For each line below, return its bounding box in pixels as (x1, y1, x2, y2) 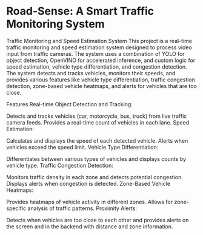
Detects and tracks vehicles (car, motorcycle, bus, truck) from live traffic (6, 112, 187, 120)
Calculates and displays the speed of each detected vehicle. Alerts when (6, 137, 188, 144)
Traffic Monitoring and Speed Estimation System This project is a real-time (6, 37, 193, 44)
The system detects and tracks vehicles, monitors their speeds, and (6, 69, 176, 77)
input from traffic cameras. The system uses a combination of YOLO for (6, 50, 185, 57)
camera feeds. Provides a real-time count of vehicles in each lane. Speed (6, 118, 190, 126)
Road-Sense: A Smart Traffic (6, 4, 155, 18)
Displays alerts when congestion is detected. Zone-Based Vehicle (6, 180, 171, 187)
